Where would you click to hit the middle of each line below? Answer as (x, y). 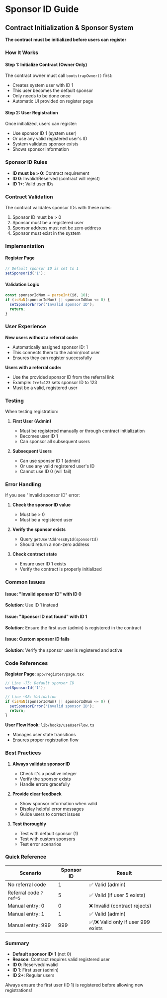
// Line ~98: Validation (31, 697)
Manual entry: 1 (26, 914)
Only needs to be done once (42, 96)
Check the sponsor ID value (42, 505)
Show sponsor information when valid (59, 803)
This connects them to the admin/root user (56, 352)
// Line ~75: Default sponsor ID (40, 683)
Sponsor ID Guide (42, 9)
